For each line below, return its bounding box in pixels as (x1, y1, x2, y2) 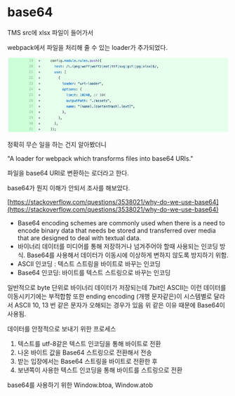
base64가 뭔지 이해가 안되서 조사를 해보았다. (7, 184, 130, 192)
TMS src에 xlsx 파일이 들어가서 (7, 28, 93, 37)
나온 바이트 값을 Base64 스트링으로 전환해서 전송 (17, 348, 152, 357)
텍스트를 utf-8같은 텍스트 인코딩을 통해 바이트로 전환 (17, 340, 161, 348)
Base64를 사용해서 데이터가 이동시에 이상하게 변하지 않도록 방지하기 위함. (27, 251, 229, 259)
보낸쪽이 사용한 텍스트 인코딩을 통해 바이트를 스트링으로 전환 (17, 366, 183, 374)
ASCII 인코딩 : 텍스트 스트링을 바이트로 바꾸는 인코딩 (17, 260, 161, 268)
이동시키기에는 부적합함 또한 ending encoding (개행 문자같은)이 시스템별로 (7, 292, 213, 301)
